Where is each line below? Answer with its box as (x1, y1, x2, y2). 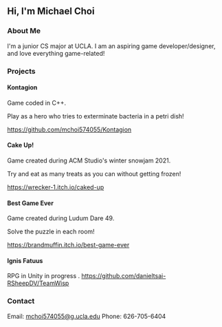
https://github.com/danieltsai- (81, 272, 166, 280)
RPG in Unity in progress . (7, 272, 80, 280)
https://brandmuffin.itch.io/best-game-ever (7, 241, 130, 249)
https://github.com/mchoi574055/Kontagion (7, 125, 132, 134)
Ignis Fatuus (7, 256, 43, 264)
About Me (7, 26, 41, 36)
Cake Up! (7, 141, 34, 149)
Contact (7, 296, 35, 306)
